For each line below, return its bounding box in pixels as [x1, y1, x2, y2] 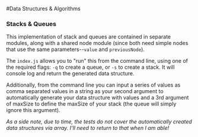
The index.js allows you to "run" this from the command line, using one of [6, 58, 189, 65]
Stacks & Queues [6, 20, 57, 28]
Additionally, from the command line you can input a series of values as [6, 81, 181, 88]
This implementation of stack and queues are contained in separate [6, 33, 171, 40]
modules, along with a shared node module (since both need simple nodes [6, 40, 189, 47]
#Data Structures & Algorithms [6, 5, 81, 12]
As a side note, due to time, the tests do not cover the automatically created [6, 118, 193, 125]
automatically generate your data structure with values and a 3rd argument [6, 94, 189, 101]
